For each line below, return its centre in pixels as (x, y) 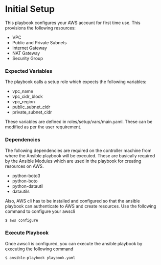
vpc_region (23, 102)
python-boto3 (26, 176)
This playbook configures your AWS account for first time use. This (73, 23)
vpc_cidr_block (27, 96)
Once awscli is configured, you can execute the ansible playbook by (74, 243)
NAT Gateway (26, 53)
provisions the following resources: (40, 28)
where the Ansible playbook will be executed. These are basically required (80, 155)
